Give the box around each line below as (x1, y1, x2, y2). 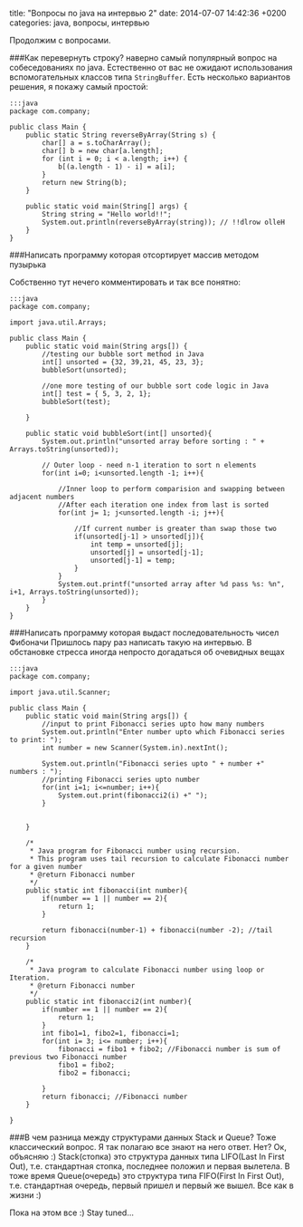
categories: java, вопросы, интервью (9, 17, 150, 28)
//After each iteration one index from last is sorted (57, 500, 270, 509)
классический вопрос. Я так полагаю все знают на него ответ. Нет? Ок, (9, 1142, 287, 1152)
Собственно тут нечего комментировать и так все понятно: (9, 276, 241, 287)
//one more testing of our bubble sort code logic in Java (42, 382, 270, 391)
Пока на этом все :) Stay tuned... (9, 1207, 134, 1218)
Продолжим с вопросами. (9, 35, 111, 45)
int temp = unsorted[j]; (90, 540, 184, 549)
